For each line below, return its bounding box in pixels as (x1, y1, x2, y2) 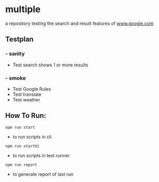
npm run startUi (5, 143, 40, 149)
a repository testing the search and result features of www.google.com (5, 20, 154, 26)
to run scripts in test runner (12, 152, 70, 158)
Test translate (12, 91, 42, 97)
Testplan (5, 35, 34, 44)
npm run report (5, 162, 38, 167)
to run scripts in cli (12, 133, 52, 140)
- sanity (5, 50, 25, 57)
